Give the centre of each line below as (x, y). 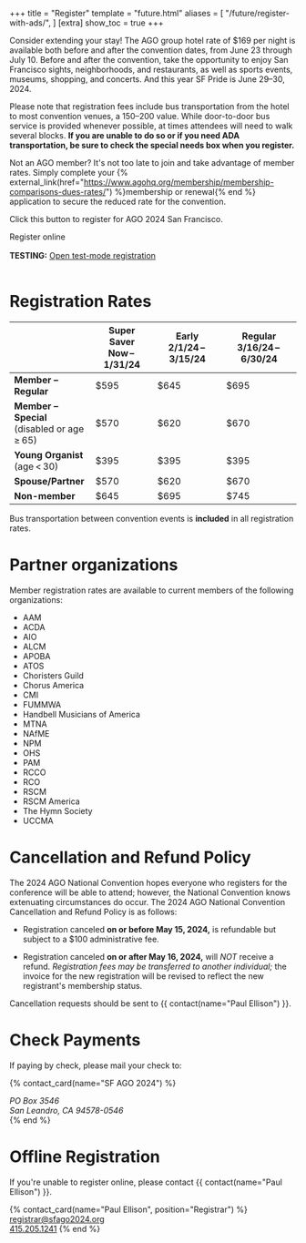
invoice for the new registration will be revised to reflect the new (143, 976)
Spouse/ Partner (49, 481)
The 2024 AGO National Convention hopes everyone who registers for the (148, 882)
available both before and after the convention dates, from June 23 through (151, 50)
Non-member (45, 495)
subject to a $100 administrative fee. (91, 939)
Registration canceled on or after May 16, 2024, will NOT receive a (148, 956)
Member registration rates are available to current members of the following (152, 590)
